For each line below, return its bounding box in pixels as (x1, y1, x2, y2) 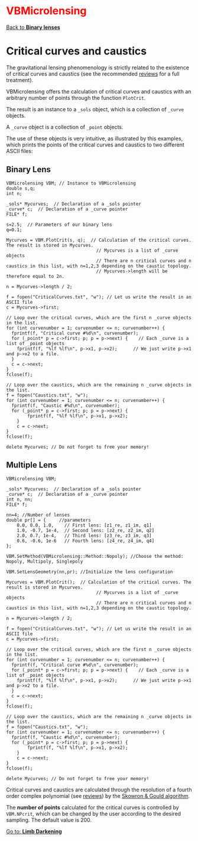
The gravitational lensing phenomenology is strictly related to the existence (6, 64, 189, 71)
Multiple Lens (6, 460, 57, 470)
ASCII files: (6, 147, 33, 154)
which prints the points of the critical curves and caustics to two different (6, 141, 184, 148)
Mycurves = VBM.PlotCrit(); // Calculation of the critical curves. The (6, 579, 192, 585)
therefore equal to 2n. (6, 273, 65, 279)
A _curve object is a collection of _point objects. (6, 123, 124, 131)
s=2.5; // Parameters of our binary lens (6, 222, 112, 228)
